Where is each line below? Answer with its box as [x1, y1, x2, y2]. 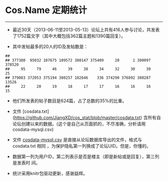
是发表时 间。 [12, 160, 40, 166]
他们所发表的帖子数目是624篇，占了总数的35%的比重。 [12, 98, 127, 104]
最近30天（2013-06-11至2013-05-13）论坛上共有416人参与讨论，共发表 [12, 26, 160, 32]
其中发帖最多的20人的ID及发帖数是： [12, 43, 88, 49]
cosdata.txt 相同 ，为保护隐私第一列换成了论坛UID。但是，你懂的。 [12, 143, 151, 149]
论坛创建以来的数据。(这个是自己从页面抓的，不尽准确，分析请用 [12, 121, 146, 127]
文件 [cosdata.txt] [12, 108, 49, 114]
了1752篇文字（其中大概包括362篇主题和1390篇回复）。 [12, 33, 126, 39]
